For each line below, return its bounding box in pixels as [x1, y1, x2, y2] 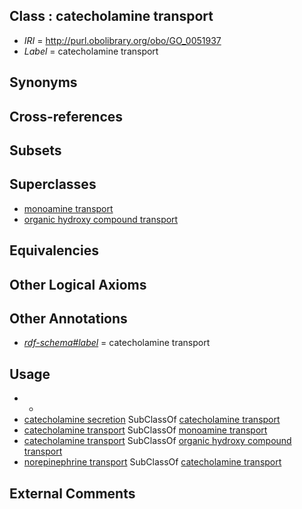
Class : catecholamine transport [9, 8, 214, 25]
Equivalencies [9, 242, 99, 259]
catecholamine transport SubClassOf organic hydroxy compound [23, 435, 292, 447]
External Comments [9, 485, 136, 502]
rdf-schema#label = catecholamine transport [23, 337, 211, 349]
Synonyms [9, 74, 78, 91]
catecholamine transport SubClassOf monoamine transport [23, 424, 268, 436]
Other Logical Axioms [9, 276, 147, 293]
